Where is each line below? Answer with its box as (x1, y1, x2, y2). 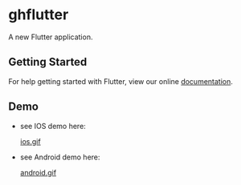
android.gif (19, 167, 57, 177)
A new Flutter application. (8, 32, 93, 42)
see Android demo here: (19, 152, 100, 162)
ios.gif (19, 136, 42, 146)
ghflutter (8, 6, 69, 24)
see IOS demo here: (19, 121, 86, 131)
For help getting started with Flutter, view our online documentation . (8, 76, 233, 86)
